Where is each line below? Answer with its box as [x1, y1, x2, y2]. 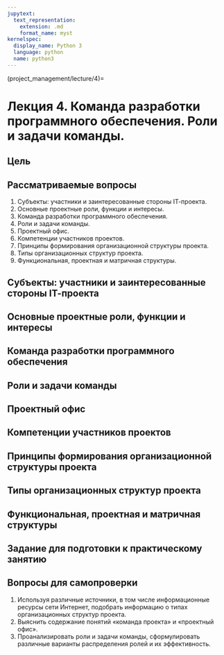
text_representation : [13, 17, 76, 24]
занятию [7, 554, 47, 566]
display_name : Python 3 [13, 42, 82, 49]
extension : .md [19, 23, 64, 30]
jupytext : [7, 10, 36, 17]
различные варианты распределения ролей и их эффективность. [17, 639, 212, 648]
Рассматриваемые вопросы [7, 179, 137, 191]
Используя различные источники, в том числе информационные [17, 595, 210, 604]
